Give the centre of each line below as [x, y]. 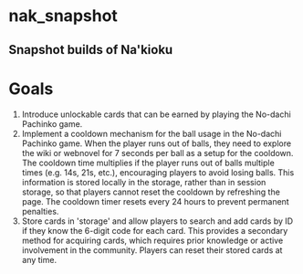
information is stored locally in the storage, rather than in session [144, 182]
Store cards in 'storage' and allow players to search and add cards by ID [157, 221]
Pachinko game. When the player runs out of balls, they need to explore [157, 143]
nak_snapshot [63, 16]
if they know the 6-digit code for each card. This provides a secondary [155, 230]
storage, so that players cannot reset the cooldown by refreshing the [151, 192]
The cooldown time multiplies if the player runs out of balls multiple [148, 163]
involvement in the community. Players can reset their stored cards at [152, 250]
